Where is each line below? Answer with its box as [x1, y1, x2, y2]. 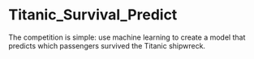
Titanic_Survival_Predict [8, 6, 178, 24]
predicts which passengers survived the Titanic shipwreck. [8, 40, 205, 50]
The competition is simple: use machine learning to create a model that [8, 32, 246, 42]
